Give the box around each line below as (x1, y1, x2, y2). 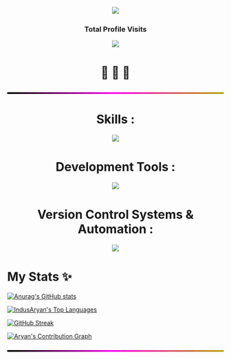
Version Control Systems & (37, 207, 194, 222)
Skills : (96, 112, 135, 127)
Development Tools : (55, 159, 176, 175)
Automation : (78, 222, 153, 237)
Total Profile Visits (84, 24, 147, 34)
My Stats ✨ (7, 269, 72, 285)
